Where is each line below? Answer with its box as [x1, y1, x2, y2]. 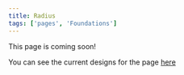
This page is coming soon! [8, 41, 97, 51]
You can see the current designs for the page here [8, 57, 176, 67]
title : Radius [8, 11, 56, 20]
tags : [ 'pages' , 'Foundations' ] [8, 19, 117, 27]
